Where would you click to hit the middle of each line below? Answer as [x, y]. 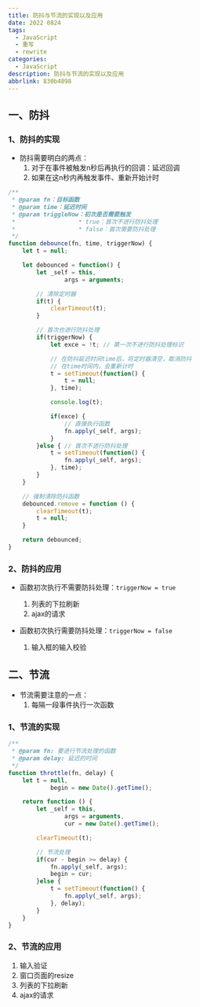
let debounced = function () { [72, 265]
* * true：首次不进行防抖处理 [85, 222]
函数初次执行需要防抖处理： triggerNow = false [96, 630]
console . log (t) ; [76, 402]
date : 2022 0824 [35, 23]
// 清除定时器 [56, 294]
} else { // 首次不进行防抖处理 [82, 446]
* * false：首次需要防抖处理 [84, 229]
